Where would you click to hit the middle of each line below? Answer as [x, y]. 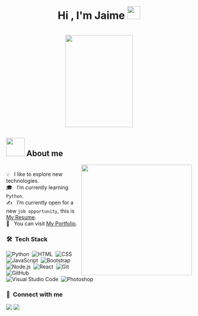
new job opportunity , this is [40, 211]
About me [45, 154]
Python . [15, 196]
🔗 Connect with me [34, 294]
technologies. [23, 180]
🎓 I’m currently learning [37, 187]
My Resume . [21, 217]
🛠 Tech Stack [27, 239]
